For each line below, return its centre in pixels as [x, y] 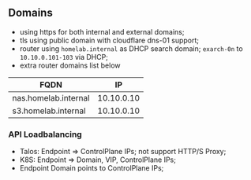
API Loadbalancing [45, 134]
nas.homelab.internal [51, 97]
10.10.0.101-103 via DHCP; [64, 57]
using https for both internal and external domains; [102, 31]
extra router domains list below [70, 65]
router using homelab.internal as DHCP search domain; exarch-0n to [131, 48]
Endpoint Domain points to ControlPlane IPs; [92, 168]
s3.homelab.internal [49, 111]
